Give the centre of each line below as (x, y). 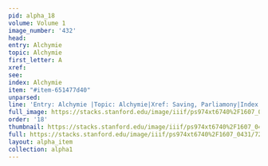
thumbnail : (26, 127)
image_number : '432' (43, 30)
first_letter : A (35, 61)
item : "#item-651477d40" (49, 90)
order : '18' (28, 120)
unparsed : (25, 97)
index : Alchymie (35, 82)
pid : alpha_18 (32, 16)
